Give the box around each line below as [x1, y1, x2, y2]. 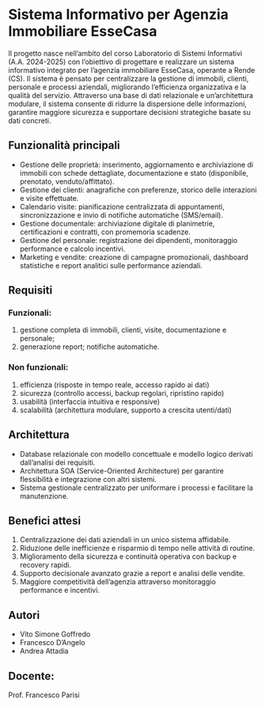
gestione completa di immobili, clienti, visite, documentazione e [19, 325, 227, 335]
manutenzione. [19, 491, 69, 500]
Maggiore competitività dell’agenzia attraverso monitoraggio [19, 577, 216, 586]
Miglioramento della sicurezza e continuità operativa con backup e [19, 552, 237, 561]
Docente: [8, 669, 55, 682]
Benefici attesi [8, 514, 81, 527]
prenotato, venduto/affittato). [19, 176, 115, 186]
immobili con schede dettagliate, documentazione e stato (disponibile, [19, 168, 249, 177]
